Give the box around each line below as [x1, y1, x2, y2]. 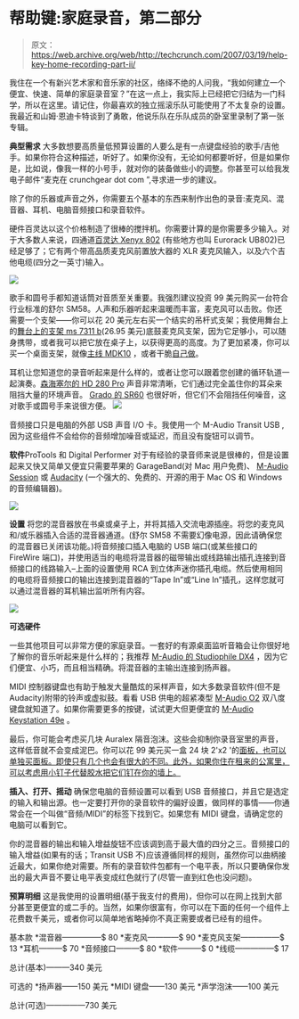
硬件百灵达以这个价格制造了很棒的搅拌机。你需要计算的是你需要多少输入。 [9, 223, 282, 234]
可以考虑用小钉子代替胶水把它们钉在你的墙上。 [9, 767, 181, 777]
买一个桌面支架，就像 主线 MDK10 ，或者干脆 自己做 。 [9, 348, 204, 358]
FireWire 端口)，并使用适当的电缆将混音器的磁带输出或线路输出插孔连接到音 [9, 552, 287, 563]
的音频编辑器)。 [9, 482, 68, 493]
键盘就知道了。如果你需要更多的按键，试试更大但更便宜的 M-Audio [9, 703, 254, 714]
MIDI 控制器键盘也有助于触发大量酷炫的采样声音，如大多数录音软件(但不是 [9, 681, 281, 692]
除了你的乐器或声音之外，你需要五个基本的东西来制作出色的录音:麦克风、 [9, 193, 278, 203]
